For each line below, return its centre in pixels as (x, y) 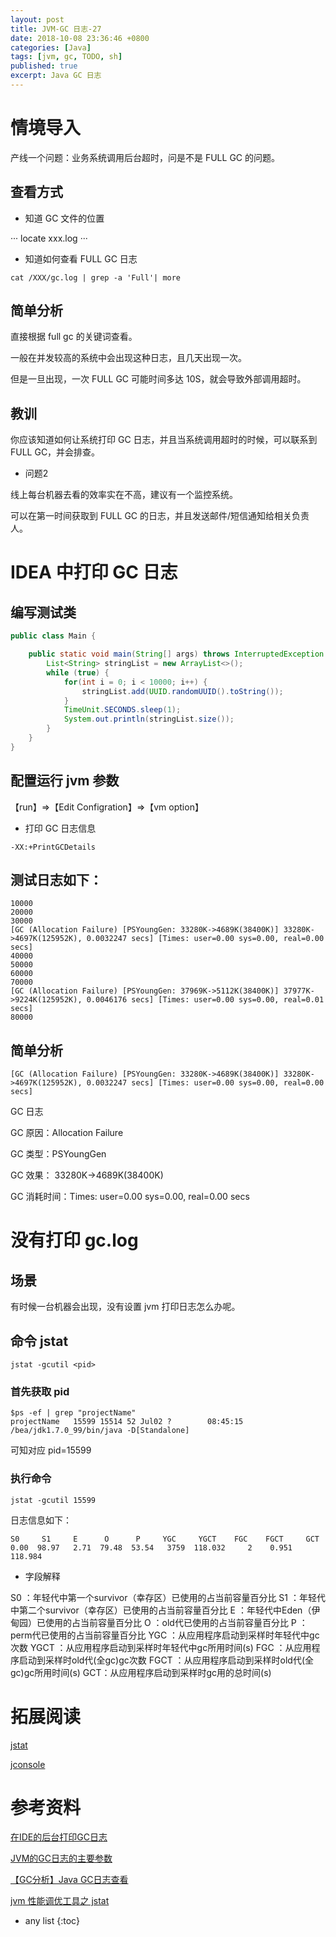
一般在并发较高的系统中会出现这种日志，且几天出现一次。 (128, 358)
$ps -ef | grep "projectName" (73, 1413)
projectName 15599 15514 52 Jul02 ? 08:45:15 (127, 1422)
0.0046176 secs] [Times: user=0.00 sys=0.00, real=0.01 (205, 1000)
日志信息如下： (41, 1520)
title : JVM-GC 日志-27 (56, 29)
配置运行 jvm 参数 (65, 781)
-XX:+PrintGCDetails (53, 847)
